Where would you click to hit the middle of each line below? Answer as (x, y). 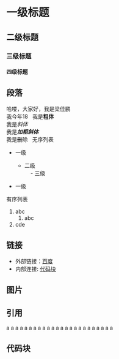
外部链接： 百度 (34, 261)
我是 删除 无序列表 (30, 139)
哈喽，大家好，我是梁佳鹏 (38, 108)
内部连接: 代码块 (35, 269)
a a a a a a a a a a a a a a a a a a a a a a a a (60, 328)
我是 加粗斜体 (22, 132)
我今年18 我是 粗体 (30, 116)
